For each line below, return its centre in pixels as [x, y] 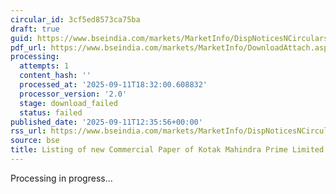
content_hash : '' [55, 76]
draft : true [35, 29]
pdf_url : [28, 47]
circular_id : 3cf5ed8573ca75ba [75, 19]
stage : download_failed [68, 103]
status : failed [51, 112]
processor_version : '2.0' [73, 94]
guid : [21, 38]
